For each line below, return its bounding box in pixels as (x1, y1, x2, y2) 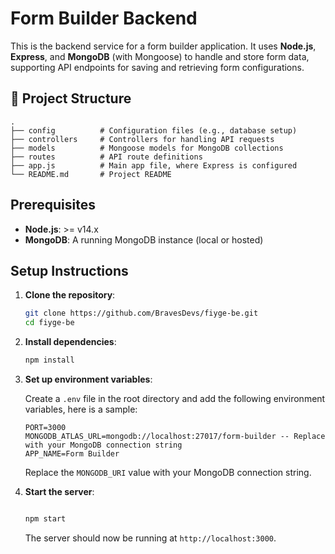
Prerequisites (10, 197, 96, 214)
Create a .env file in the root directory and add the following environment (24, 393, 326, 404)
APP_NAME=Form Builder (24, 449, 120, 459)
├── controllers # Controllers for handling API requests (10, 134, 275, 144)
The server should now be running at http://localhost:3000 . (24, 532, 277, 544)
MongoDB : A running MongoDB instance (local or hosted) (24, 233, 264, 246)
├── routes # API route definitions (10, 152, 203, 162)
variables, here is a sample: (24, 403, 138, 415)
